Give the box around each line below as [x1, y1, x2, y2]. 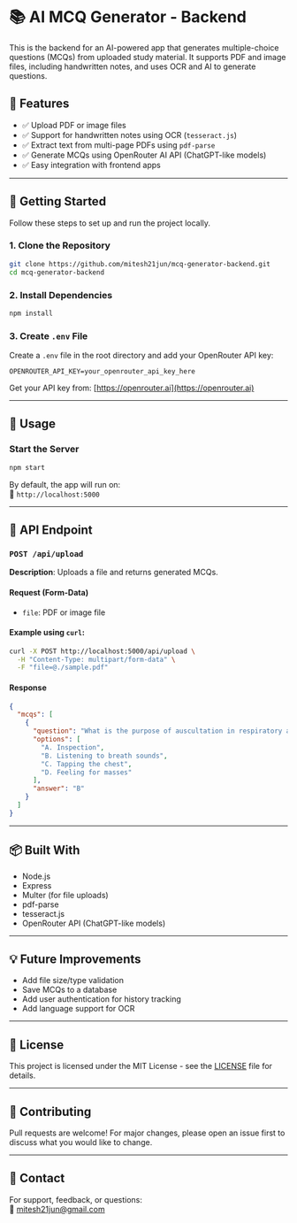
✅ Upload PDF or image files [21, 119, 126, 130]
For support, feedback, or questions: [9, 1194, 143, 1204]
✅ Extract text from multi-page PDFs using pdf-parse [21, 139, 216, 150]
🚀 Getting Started [9, 194, 107, 209]
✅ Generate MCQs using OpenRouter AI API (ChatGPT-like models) [21, 150, 267, 160]
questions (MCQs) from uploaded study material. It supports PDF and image [9, 51, 286, 62]
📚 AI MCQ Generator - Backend [9, 7, 247, 27]
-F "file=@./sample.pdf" [17, 663, 109, 673]
